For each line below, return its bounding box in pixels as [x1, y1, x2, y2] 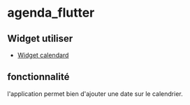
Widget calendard [17, 51, 69, 59]
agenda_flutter [7, 5, 95, 21]
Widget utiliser [7, 33, 73, 45]
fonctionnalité [7, 71, 70, 83]
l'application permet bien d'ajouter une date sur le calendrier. [7, 89, 183, 98]
